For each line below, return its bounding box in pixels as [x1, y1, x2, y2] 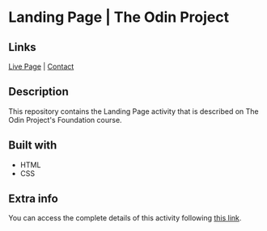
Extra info [8, 192, 58, 206]
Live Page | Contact [8, 61, 74, 71]
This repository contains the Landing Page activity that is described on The [8, 106, 259, 116]
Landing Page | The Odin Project [8, 8, 229, 27]
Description [8, 85, 69, 99]
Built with [8, 138, 57, 153]
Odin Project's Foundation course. [8, 115, 123, 124]
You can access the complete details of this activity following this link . [8, 213, 242, 223]
